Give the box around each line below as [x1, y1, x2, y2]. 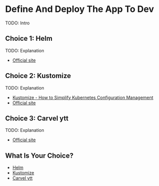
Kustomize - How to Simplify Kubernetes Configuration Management [12, 94, 154, 100]
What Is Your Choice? [5, 151, 74, 160]
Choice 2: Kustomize [5, 72, 71, 80]
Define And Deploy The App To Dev [5, 3, 155, 15]
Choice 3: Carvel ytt [5, 114, 69, 122]
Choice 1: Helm [5, 34, 53, 43]
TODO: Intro [5, 20, 30, 26]
